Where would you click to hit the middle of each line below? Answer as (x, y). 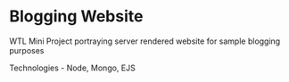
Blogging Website (76, 16)
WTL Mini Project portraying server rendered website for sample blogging (145, 41)
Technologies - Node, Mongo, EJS (72, 68)
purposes (27, 50)
